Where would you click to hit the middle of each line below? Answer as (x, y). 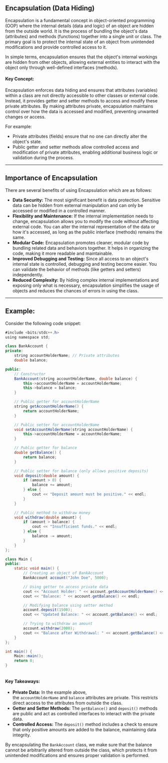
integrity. (21, 735)
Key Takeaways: (22, 681)
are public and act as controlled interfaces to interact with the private (83, 714)
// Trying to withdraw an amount (58, 624)
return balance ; (40, 457)
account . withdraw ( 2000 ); (49, 628)
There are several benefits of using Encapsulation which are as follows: (79, 190)
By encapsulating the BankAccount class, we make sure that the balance (79, 745)
